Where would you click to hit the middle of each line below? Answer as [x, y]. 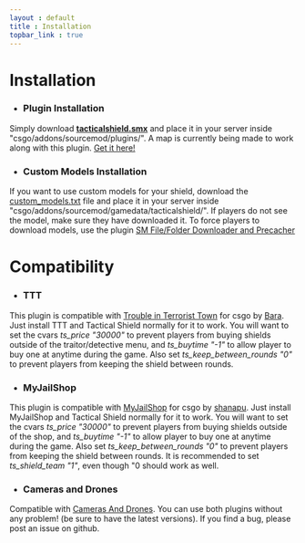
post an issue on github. [55, 528]
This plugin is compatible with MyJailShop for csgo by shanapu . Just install [150, 407]
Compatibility [62, 267]
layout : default [42, 18]
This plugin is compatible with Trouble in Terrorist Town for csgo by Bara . [147, 315]
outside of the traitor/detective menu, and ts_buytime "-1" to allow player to [150, 344]
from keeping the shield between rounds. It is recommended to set [134, 455]
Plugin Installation [63, 109]
